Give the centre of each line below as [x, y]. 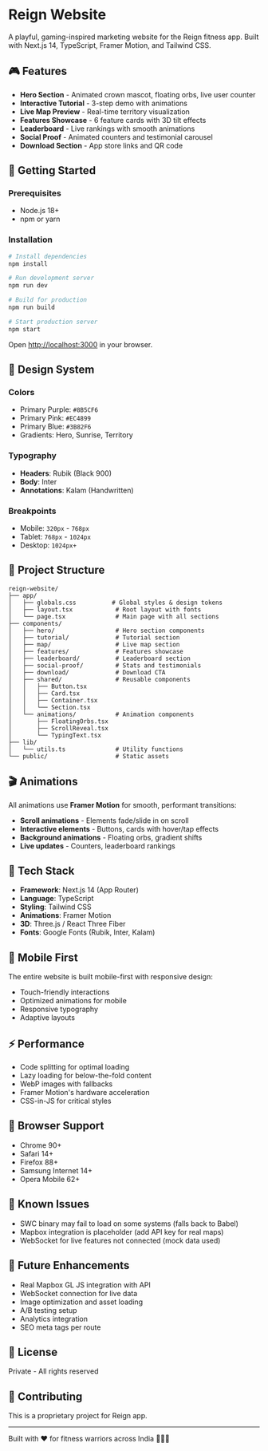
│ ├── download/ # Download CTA [87, 672]
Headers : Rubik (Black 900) [66, 473]
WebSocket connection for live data [79, 1293]
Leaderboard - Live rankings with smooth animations [107, 128]
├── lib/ [23, 742]
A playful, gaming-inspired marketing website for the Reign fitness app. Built [134, 37]
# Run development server [51, 278]
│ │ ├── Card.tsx [44, 693]
